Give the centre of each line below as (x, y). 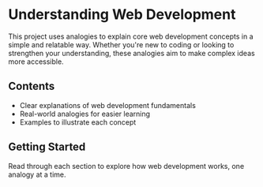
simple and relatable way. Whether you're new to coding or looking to (121, 44)
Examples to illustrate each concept (78, 122)
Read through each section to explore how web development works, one (126, 166)
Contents (32, 86)
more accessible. (36, 62)
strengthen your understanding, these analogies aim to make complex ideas (131, 53)
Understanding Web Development (122, 15)
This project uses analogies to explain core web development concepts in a (131, 36)
